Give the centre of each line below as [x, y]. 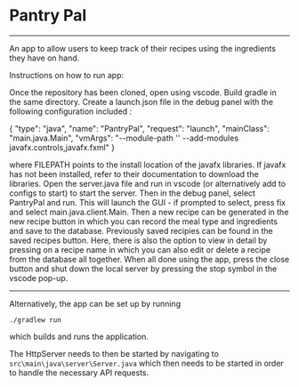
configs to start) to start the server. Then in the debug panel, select [133, 193]
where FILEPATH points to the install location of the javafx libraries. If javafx [148, 165]
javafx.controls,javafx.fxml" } [62, 147]
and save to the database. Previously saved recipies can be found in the [141, 230]
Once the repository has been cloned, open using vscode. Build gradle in [143, 92]
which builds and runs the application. [79, 336]
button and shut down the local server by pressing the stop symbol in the [143, 269]
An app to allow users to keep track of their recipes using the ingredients [142, 48]
